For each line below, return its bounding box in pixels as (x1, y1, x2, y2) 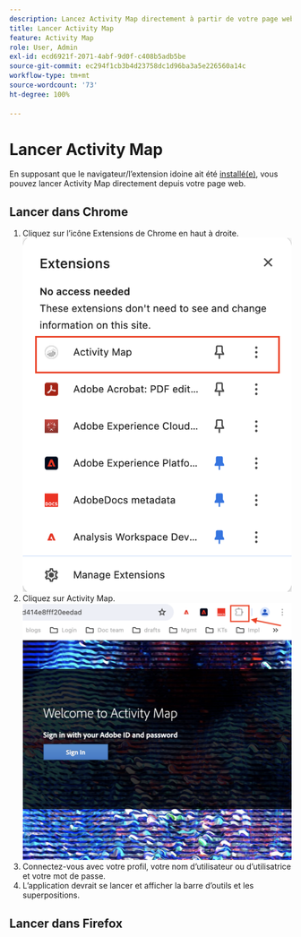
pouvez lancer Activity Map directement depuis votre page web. (9, 178, 246, 189)
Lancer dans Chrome (9, 204, 128, 219)
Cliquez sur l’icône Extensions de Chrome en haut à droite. (21, 228, 239, 239)
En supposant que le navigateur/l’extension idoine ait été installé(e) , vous (9, 168, 279, 179)
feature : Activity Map (9, 33, 94, 42)
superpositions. (21, 890, 81, 900)
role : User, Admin (9, 43, 78, 52)
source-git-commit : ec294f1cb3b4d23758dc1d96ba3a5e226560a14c (9, 62, 246, 71)
